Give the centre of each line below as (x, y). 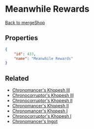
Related (17, 78)
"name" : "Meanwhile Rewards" (44, 58)
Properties (22, 38)
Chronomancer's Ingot (35, 122)
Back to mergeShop (25, 23)
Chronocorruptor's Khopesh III (43, 95)
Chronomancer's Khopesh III (41, 90)
